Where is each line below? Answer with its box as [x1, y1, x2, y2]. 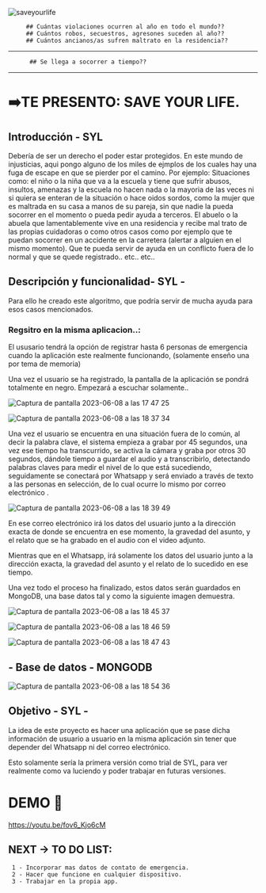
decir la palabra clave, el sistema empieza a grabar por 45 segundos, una [8, 437, 248, 447]
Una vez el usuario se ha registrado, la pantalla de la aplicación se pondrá [8, 375, 249, 384]
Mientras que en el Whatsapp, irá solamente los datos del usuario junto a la [8, 551, 253, 560]
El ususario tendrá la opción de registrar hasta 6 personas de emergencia [8, 342, 248, 352]
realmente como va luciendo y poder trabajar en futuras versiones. [8, 765, 226, 776]
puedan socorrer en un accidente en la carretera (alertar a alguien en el [8, 235, 241, 245]
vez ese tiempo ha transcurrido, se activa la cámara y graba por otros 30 [8, 446, 246, 456]
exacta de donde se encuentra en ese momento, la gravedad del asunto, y [8, 527, 251, 536]
